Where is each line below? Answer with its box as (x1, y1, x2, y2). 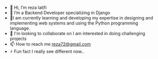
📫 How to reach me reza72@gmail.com (9, 41, 91, 47)
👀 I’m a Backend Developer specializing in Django (9, 10, 111, 16)
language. (9, 25, 31, 31)
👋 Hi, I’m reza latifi (9, 5, 47, 10)
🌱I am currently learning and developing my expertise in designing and (9, 15, 154, 20)
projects (9, 36, 27, 41)
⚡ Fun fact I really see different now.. (9, 49, 85, 54)
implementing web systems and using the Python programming (9, 20, 139, 26)
